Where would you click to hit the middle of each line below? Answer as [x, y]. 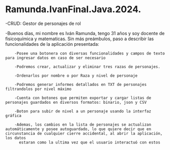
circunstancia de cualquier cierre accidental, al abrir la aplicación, [84, 133]
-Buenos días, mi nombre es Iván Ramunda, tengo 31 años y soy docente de [85, 33]
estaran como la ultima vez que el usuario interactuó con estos [89, 142]
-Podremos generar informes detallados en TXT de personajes [80, 84]
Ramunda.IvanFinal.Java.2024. [73, 9]
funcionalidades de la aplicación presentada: [52, 44]
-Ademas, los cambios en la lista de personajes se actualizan [83, 125]
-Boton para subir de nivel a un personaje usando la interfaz [83, 111]
